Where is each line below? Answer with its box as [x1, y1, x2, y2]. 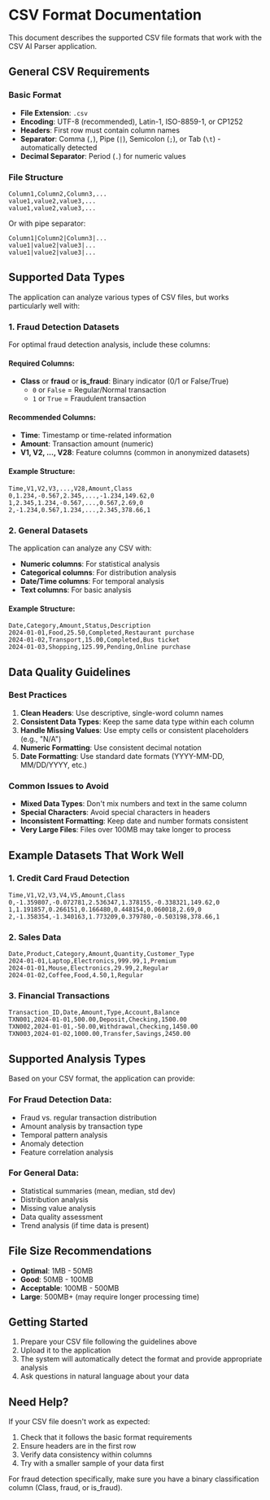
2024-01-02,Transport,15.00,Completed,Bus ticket [8, 636, 181, 644]
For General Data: [8, 1167, 80, 1178]
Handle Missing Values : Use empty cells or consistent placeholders [20, 725, 250, 735]
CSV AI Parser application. [8, 41, 98, 50]
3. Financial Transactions [8, 990, 111, 1002]
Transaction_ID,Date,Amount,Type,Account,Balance [8, 1008, 181, 1017]
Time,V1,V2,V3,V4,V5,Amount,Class [8, 891, 126, 899]
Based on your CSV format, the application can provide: [8, 1073, 195, 1084]
